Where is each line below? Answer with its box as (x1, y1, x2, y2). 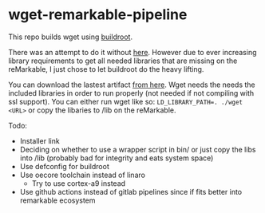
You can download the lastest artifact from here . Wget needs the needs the (8, 80, 255, 89)
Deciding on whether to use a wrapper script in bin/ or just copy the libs (19, 144, 256, 154)
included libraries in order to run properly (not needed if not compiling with (8, 88, 255, 97)
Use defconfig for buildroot (19, 161, 109, 171)
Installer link (19, 136, 60, 145)
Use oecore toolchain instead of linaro (19, 170, 146, 179)
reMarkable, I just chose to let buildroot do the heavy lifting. (8, 64, 204, 73)
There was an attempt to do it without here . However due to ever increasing (8, 47, 257, 57)
